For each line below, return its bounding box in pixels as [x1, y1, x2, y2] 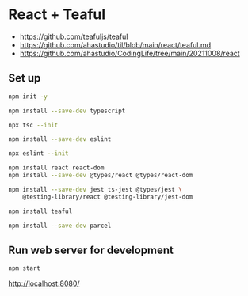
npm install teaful [8, 207, 73, 215]
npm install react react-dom [8, 164, 105, 172]
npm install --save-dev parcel [8, 222, 112, 230]
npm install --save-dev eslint [8, 135, 112, 143]
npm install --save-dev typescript [8, 107, 126, 115]
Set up [8, 71, 41, 85]
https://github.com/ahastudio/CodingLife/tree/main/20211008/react [19, 48, 240, 58]
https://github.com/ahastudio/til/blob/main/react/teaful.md [19, 40, 212, 49]
